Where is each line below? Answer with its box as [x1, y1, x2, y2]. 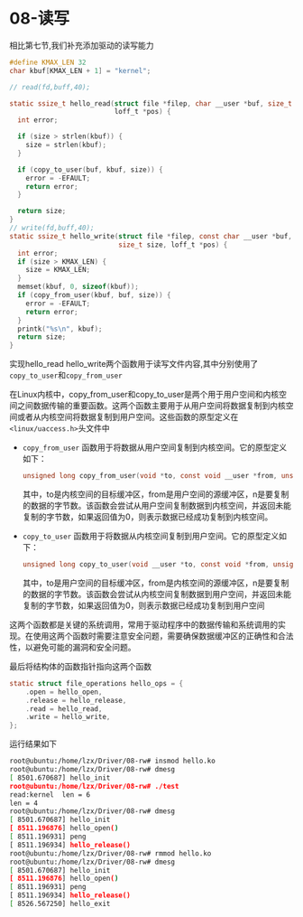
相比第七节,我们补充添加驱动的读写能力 [9, 40, 155, 51]
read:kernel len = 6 [9, 790, 91, 800]
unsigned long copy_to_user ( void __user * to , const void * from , [22, 560, 270, 569]
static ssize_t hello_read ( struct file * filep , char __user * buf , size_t [9, 98, 293, 108]
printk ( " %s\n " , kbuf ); [17, 324, 103, 333]
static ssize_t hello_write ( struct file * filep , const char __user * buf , [9, 231, 293, 240]
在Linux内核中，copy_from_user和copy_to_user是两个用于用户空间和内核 [9, 389, 280, 400]
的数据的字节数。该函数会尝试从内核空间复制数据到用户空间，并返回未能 [22, 588, 291, 599]
